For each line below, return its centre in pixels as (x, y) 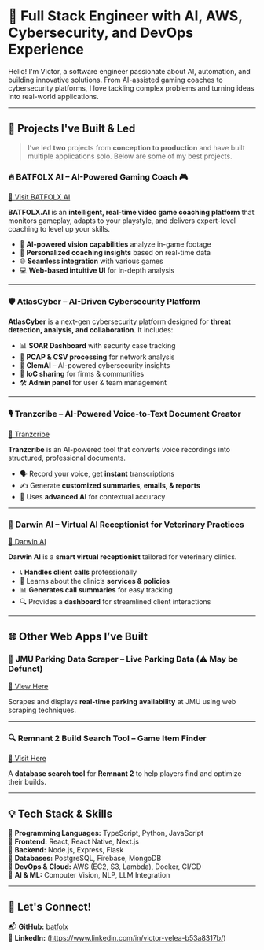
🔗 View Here (28, 686)
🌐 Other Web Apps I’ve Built (78, 637)
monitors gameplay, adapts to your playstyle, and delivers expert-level (122, 221)
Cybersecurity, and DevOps (101, 33)
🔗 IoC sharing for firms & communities (82, 374)
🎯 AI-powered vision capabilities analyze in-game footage (115, 244)
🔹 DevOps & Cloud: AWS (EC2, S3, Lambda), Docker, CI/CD (105, 867)
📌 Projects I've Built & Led (72, 129)
